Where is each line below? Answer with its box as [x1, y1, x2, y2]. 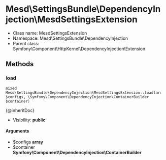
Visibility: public [12, 117, 46, 123]
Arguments [5, 128, 30, 134]
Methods [5, 60, 34, 68]
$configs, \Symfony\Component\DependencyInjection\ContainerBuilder [5, 94, 149, 99]
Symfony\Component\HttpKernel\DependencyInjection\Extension [12, 46, 146, 52]
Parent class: [12, 40, 39, 46]
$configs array [12, 139, 43, 145]
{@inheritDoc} [5, 107, 35, 113]
